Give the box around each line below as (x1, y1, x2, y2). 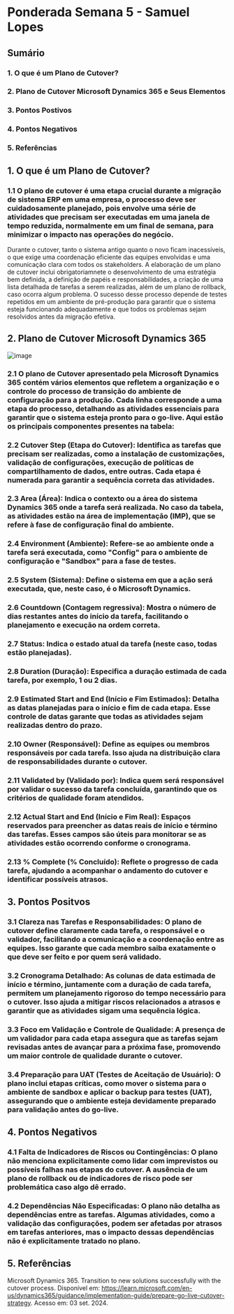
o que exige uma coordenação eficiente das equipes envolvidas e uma (7, 253, 211, 261)
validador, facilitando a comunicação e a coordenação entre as (7, 934, 225, 944)
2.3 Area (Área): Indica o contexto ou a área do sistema (7, 494, 198, 504)
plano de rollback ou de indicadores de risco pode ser (7, 1174, 193, 1184)
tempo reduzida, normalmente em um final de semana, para (7, 221, 214, 230)
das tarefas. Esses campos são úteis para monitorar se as (7, 829, 207, 839)
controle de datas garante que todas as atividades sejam (7, 712, 204, 721)
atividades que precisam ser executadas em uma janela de (7, 212, 210, 221)
